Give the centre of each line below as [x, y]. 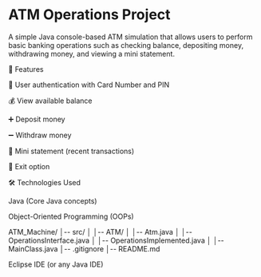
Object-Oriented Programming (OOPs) [71, 216]
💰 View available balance [50, 101]
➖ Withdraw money [40, 135]
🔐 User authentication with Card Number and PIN [89, 85]
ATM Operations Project [89, 15]
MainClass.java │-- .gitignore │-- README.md [84, 248]
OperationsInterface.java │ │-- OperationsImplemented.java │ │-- [117, 240]
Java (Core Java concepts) [53, 200]
